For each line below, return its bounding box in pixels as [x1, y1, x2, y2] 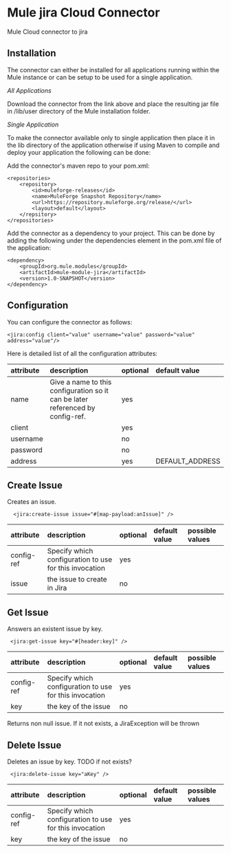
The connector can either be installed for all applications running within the [7, 65, 220, 74]
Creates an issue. [7, 498, 57, 506]
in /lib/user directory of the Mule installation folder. [7, 107, 151, 115]
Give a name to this [49, 377, 112, 386]
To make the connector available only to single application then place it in [7, 133, 215, 142]
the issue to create [47, 575, 108, 584]
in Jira [47, 583, 67, 592]
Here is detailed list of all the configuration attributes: [7, 349, 158, 357]
